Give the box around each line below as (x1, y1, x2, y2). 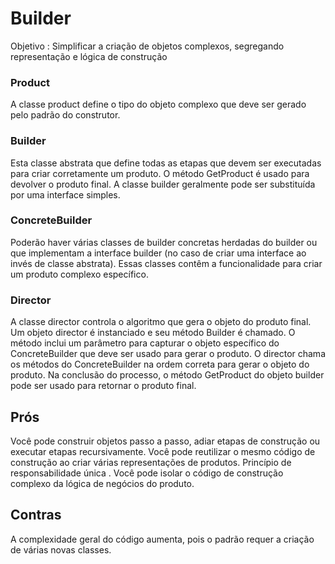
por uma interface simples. (10, 188, 121, 201)
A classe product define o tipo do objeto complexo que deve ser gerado (10, 98, 307, 111)
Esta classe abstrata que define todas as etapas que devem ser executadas (10, 157, 322, 169)
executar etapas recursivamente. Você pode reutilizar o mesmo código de (10, 445, 316, 457)
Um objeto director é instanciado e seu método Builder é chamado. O (10, 327, 296, 339)
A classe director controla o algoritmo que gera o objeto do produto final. (10, 316, 312, 328)
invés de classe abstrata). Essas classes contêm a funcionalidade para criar (10, 257, 323, 269)
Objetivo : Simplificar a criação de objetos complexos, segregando (10, 40, 285, 52)
